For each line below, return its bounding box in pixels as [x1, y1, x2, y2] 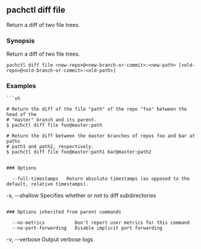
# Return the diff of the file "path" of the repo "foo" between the [6, 106, 188, 113]
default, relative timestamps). [6, 181, 89, 187]
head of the [6, 111, 37, 118]
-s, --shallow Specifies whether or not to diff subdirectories [6, 192, 156, 199]
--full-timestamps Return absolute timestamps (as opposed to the [12, 176, 190, 182]
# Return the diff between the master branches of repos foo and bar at [6, 133, 196, 139]
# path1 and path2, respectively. [6, 144, 95, 150]
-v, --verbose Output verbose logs [6, 236, 93, 243]
